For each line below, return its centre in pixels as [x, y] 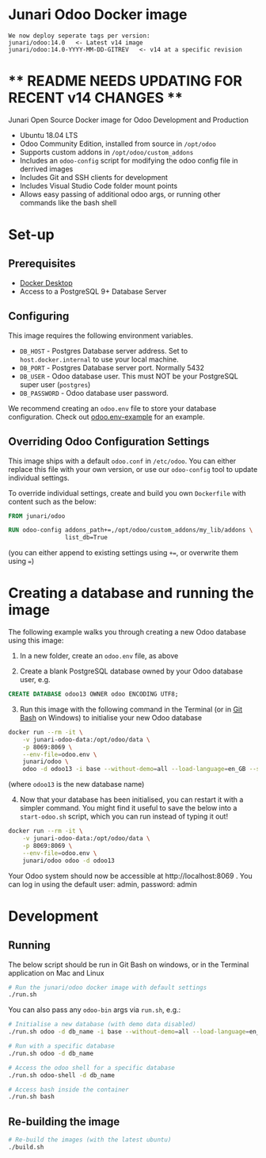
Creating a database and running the [131, 593]
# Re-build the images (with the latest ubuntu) [90, 1140]
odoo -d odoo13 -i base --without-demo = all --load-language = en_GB [134, 769]
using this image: [36, 641]
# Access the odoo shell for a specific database [92, 1068]
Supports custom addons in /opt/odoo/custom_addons [106, 151]
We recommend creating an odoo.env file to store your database [112, 408]
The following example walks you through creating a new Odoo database [127, 632]
